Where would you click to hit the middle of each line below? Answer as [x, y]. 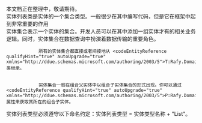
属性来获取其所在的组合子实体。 [40, 102]
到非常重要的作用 [27, 24]
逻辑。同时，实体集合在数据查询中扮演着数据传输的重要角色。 [83, 39]
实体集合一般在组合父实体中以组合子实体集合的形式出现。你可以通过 [110, 85]
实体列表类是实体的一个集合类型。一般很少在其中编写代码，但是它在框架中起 [101, 16]
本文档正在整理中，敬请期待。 [43, 9]
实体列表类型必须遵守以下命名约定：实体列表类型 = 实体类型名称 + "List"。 [99, 114]
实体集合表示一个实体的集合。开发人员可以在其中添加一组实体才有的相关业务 [101, 31]
